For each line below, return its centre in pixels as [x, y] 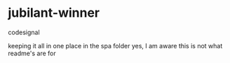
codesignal [24, 32]
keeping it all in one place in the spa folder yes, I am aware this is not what [115, 45]
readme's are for [32, 53]
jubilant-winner [54, 13]
